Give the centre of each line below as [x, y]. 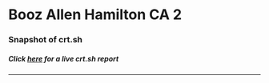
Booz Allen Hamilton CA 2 [95, 15]
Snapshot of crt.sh [45, 40]
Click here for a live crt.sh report [64, 58]
